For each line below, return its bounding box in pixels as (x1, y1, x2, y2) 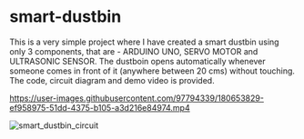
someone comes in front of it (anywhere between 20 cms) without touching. (9, 65, 296, 76)
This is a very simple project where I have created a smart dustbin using (9, 36, 279, 47)
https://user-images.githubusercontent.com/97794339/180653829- (9, 93, 264, 104)
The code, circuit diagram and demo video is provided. (9, 74, 216, 85)
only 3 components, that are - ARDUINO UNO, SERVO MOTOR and (9, 45, 258, 56)
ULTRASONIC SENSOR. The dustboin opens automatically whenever (9, 55, 266, 66)
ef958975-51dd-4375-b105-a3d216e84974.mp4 (9, 102, 190, 113)
